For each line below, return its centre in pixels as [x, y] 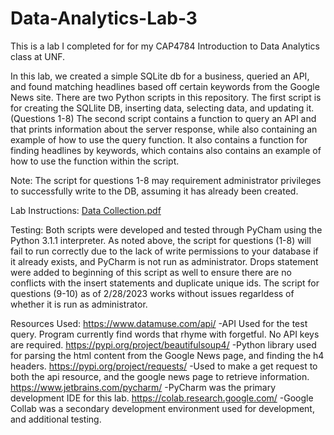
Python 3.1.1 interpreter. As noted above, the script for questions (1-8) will [161, 240]
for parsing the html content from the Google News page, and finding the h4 [167, 355]
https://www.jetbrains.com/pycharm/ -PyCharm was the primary [143, 387]
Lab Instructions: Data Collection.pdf [86, 210]
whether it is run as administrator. [79, 304]
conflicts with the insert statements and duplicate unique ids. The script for [165, 283]
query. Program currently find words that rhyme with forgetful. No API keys [165, 334]
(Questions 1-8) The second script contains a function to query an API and [163, 118]
